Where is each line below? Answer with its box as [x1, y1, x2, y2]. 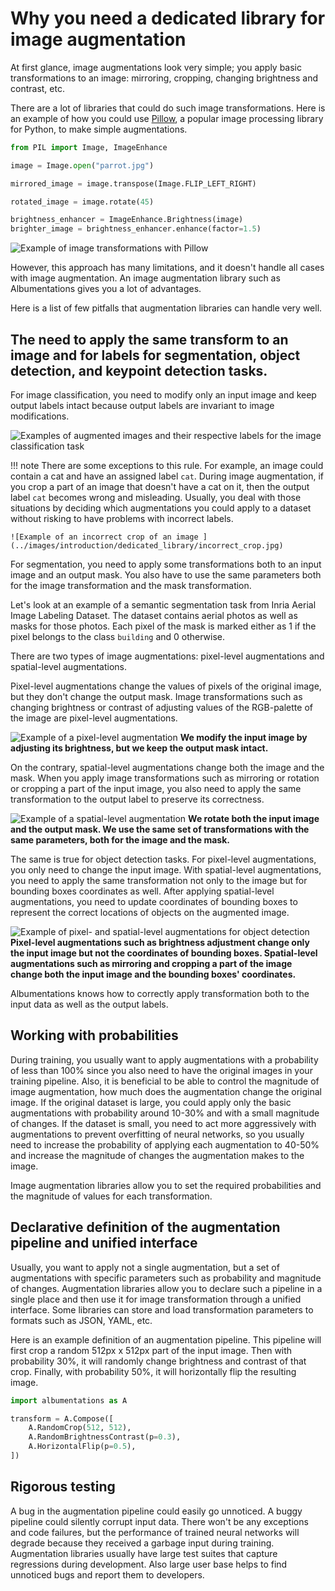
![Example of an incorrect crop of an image [10, 532, 199, 542]
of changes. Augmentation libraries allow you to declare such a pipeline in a [10, 1282, 323, 1294]
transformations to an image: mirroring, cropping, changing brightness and [10, 72, 319, 84]
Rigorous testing [10, 1478, 116, 1496]
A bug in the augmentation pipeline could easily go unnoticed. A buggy [10, 1505, 303, 1517]
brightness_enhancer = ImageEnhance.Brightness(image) [10, 215, 244, 225]
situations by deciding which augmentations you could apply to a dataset [10, 502, 312, 514]
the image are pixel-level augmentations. [10, 712, 178, 724]
